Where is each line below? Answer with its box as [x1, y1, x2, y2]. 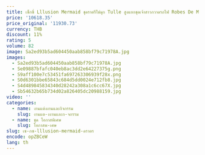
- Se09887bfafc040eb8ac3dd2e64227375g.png [12, 65, 121, 72]
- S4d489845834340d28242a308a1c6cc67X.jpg [12, 83, 121, 89]
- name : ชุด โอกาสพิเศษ [12, 117, 62, 123]
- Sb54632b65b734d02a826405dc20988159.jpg [12, 88, 121, 95]
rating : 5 [6, 37, 32, 43]
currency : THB [6, 26, 43, 32]
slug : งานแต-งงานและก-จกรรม [17, 111, 79, 117]
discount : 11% [6, 32, 43, 38]
